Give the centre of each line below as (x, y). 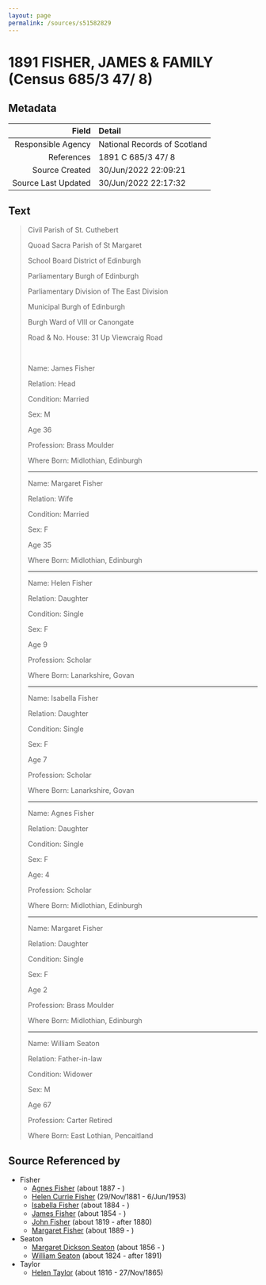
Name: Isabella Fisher (63, 698)
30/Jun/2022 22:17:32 (142, 183)
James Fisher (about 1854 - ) (79, 1214)
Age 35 (40, 545)
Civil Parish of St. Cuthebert (73, 230)
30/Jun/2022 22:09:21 (142, 170)
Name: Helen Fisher (60, 583)
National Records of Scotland (153, 144)
